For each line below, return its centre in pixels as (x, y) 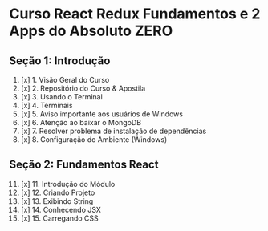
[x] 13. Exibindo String (57, 201)
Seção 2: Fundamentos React (84, 165)
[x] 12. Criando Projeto (58, 192)
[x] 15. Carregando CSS (59, 218)
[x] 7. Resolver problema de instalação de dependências (114, 131)
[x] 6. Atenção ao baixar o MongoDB (81, 122)
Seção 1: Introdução (60, 61)
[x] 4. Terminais (47, 105)
